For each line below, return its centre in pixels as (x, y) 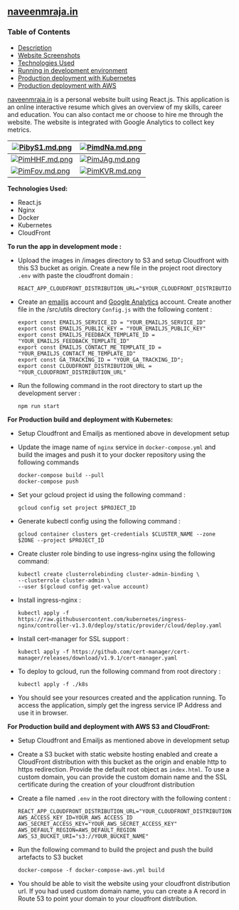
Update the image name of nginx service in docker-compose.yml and (117, 447)
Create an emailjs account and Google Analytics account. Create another (124, 302)
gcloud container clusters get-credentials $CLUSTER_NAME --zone (116, 534)
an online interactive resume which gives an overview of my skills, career (115, 107)
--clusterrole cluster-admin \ (64, 581)
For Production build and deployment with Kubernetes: (90, 419)
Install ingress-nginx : (49, 600)
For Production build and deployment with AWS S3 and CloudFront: (109, 726)
